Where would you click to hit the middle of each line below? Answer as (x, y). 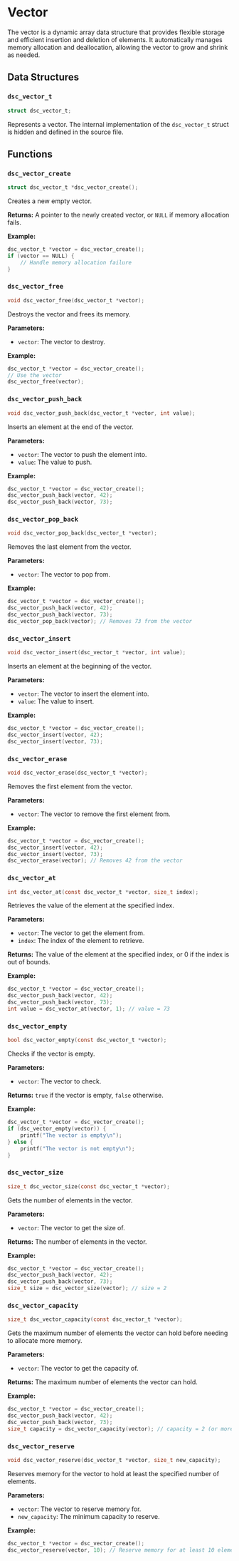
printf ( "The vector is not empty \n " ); (78, 1148)
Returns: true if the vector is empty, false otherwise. (85, 1096)
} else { (20, 1142)
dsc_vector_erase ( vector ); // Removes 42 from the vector (95, 861)
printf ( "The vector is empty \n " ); (71, 1135)
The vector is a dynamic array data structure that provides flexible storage (116, 32)
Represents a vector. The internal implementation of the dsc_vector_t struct (118, 124)
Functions (30, 154)
